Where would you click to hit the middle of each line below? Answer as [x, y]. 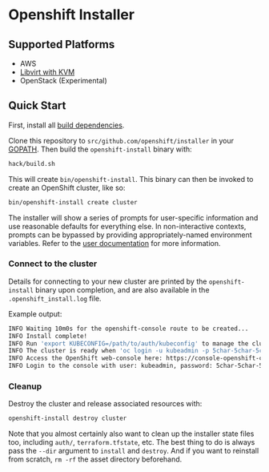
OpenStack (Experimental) [64, 81]
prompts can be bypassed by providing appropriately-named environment [130, 235]
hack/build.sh [32, 163]
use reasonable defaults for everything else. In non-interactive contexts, [127, 226]
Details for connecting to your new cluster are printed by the [108, 281]
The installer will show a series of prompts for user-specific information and [133, 217]
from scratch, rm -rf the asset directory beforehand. [95, 459]
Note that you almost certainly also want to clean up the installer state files [131, 434]
